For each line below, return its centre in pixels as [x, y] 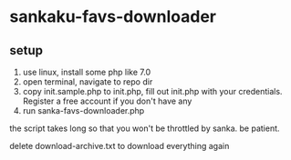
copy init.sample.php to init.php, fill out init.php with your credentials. [152, 91]
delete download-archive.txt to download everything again [120, 146]
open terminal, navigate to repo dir [88, 82]
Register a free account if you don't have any [107, 101]
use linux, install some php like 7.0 [87, 72]
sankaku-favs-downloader [113, 17]
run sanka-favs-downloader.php [83, 110]
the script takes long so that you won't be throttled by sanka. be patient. [145, 128]
